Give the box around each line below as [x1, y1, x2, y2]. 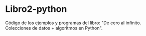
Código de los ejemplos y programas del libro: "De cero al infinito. [5, 20, 141, 26]
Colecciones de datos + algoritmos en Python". [5, 25, 103, 31]
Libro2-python [5, 3, 67, 15]
